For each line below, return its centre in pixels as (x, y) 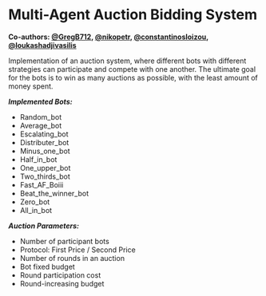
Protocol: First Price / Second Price (77, 250)
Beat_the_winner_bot (54, 193)
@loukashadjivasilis (43, 45)
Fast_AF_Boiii (42, 184)
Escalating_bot (44, 134)
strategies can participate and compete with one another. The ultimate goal (132, 69)
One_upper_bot (45, 168)
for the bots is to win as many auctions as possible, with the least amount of (133, 77)
